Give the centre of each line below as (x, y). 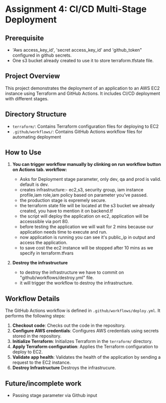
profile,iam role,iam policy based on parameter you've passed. (84, 195)
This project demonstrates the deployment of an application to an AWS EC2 (83, 88)
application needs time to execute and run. (64, 232)
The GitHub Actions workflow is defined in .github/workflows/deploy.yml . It (83, 311)
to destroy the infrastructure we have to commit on (72, 272)
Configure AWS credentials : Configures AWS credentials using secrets (85, 331)
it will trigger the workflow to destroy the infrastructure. (76, 283)
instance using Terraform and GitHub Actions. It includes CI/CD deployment (83, 93)
